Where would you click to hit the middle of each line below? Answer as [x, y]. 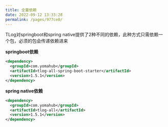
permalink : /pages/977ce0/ [34, 19]
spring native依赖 [24, 91]
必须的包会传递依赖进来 [43, 41]
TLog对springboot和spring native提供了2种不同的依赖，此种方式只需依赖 [82, 35]
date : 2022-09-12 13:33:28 [34, 15]
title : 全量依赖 [21, 10]
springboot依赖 [22, 52]
